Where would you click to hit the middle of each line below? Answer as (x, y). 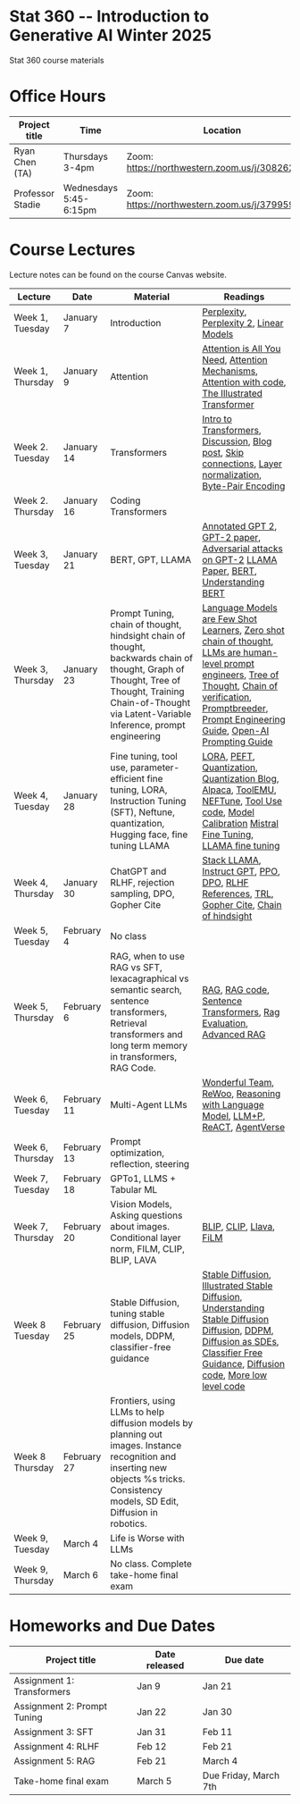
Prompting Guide (237, 742)
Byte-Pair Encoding (244, 486)
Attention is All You (242, 348)
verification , (227, 697)
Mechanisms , (230, 371)
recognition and (143, 1456)
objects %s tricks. (148, 1479)
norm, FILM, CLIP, (148, 1248)
